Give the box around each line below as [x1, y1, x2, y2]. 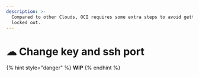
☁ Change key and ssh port [6, 45, 145, 58]
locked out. [11, 19, 41, 25]
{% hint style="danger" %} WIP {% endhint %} [6, 64, 121, 71]
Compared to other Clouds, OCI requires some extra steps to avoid [11, 14, 182, 20]
